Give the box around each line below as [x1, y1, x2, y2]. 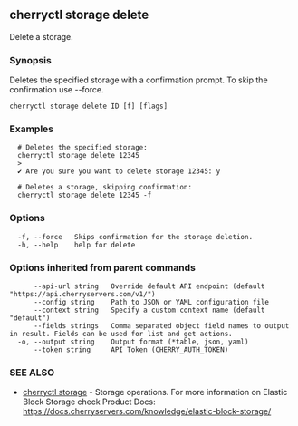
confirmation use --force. [9, 84, 104, 95]
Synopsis [9, 53, 52, 66]
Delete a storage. [9, 31, 74, 42]
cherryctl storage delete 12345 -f [17, 190, 152, 200]
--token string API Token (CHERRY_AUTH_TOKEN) [33, 345, 229, 354]
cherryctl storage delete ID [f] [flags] [9, 102, 168, 111]
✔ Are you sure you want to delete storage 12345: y [17, 167, 221, 176]
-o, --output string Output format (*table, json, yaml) [17, 337, 249, 346]
